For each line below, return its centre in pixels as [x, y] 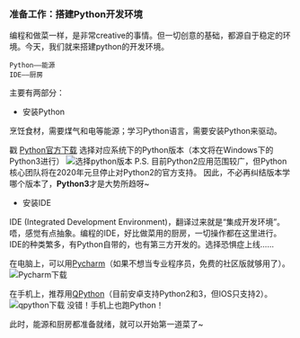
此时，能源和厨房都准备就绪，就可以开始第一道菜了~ [106, 325]
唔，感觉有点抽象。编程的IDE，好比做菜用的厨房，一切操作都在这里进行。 [146, 233]
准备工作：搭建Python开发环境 [76, 13]
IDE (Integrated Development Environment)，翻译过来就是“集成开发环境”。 [147, 222]
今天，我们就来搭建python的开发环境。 [97, 47]
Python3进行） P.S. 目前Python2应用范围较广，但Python [148, 161]
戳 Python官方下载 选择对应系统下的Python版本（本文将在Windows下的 [141, 150]
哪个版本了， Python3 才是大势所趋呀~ [79, 184]
